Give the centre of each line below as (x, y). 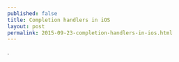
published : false (32, 13)
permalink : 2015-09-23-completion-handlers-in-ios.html (90, 33)
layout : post (26, 26)
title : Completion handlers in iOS (59, 20)
